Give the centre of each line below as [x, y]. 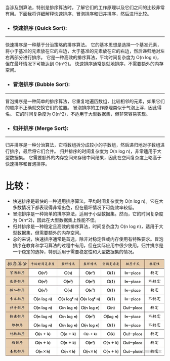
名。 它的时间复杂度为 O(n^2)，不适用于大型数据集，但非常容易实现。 [78, 114]
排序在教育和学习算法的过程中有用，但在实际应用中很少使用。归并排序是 [88, 245]
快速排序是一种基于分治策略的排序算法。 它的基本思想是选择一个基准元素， [83, 45]
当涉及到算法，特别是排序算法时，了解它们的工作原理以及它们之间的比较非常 [85, 7]
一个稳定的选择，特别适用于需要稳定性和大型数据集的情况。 [75, 251]
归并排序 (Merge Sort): [40, 128]
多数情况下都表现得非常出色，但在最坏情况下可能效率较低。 [75, 207]
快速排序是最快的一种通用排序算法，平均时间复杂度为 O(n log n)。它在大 [88, 201]
